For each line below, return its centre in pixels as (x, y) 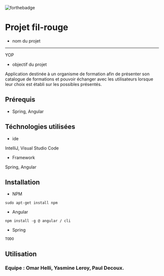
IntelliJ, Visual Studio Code (32, 148)
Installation (22, 182)
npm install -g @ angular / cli (38, 221)
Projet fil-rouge (37, 28)
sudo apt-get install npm (31, 203)
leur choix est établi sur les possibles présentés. (53, 84)
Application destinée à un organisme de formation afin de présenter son (77, 74)
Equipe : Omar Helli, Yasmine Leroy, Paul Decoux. (65, 268)
